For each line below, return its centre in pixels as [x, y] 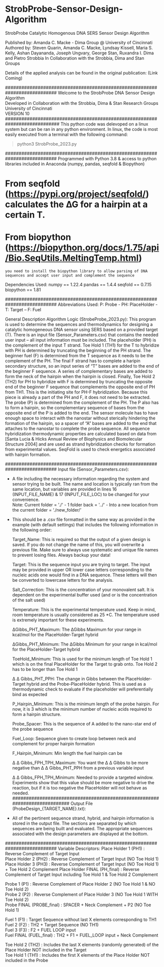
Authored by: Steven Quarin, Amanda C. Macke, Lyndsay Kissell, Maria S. [79, 48]
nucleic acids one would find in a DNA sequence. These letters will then [85, 575]
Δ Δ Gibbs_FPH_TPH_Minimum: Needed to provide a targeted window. [83, 777]
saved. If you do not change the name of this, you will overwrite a [78, 545]
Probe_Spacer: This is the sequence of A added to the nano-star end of [84, 724]
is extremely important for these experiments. [58, 620]
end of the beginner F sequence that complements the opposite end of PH [80, 387]
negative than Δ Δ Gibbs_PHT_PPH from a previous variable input [78, 768]
